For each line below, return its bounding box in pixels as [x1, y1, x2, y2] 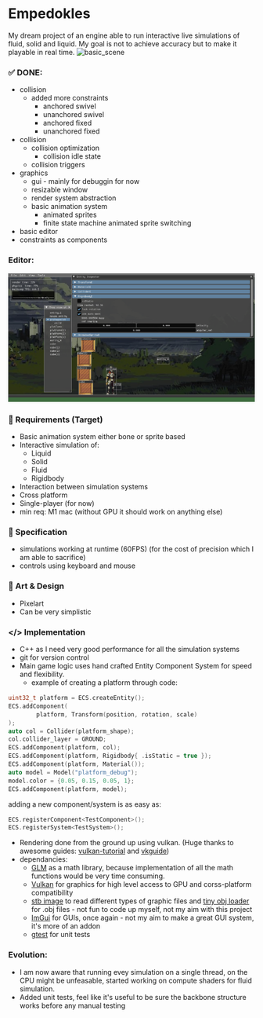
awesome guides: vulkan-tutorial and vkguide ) [19, 846, 170, 856]
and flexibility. [19, 669, 65, 679]
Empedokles [8, 5, 91, 23]
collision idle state [42, 152, 102, 161]
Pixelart [19, 599, 45, 608]
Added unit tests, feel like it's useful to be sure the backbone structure [19, 992, 247, 1002]
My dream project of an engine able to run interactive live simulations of [8, 31, 240, 40]
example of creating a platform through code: [31, 678, 178, 687]
